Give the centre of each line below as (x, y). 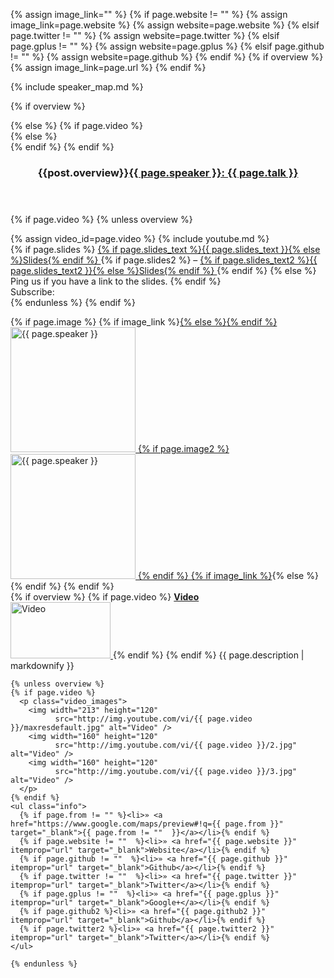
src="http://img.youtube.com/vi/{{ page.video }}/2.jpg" (176, 745)
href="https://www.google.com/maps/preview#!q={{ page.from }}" (147, 824)
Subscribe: (32, 291)
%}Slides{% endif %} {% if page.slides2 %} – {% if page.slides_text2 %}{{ (164, 260)
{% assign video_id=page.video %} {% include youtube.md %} (140, 238)
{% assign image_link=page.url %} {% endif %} (108, 67)
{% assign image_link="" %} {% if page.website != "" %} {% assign (149, 14)
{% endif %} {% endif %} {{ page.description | (208, 655)
